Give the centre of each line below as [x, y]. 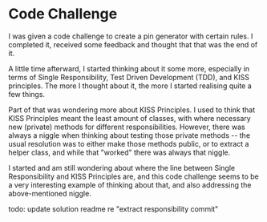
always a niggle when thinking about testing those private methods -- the [129, 135]
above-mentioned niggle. [50, 193]
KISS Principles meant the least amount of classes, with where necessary [129, 118]
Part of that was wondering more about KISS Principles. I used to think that [132, 110]
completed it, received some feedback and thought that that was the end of [133, 44]
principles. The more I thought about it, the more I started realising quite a [130, 86]
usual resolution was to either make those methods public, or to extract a [129, 143]
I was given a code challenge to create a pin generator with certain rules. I [131, 36]
